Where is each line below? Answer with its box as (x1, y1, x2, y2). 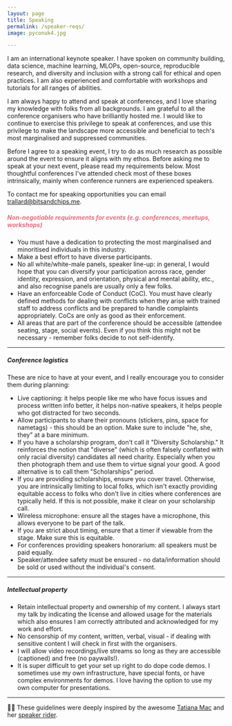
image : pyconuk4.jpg (7, 29, 67, 37)
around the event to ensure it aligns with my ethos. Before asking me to (7, 155, 210, 163)
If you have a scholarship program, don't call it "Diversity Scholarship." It (17, 438, 224, 447)
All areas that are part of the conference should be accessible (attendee (17, 319, 222, 327)
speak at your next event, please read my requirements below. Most (7, 162, 200, 170)
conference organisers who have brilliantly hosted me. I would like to (7, 112, 203, 120)
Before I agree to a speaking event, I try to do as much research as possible (7, 147, 222, 156)
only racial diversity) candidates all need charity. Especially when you (17, 453, 215, 461)
